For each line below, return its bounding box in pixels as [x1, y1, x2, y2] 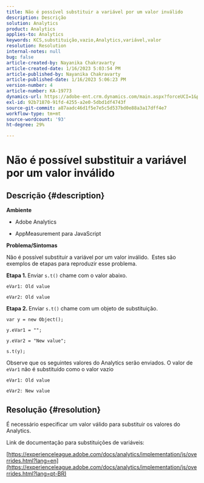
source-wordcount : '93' [6, 116, 67, 122]
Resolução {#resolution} [6, 405, 101, 415]
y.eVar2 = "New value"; [6, 338, 67, 344]
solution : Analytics [6, 20, 59, 26]
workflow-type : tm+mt [6, 111, 61, 117]
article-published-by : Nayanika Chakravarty [6, 71, 121, 77]
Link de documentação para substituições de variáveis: [6, 439, 144, 446]
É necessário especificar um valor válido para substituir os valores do [6, 420, 181, 428]
